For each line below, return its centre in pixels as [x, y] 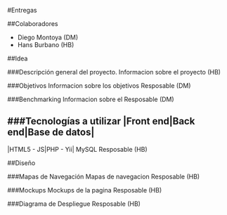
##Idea [18, 58]
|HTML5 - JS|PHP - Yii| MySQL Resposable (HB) [77, 149]
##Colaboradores [33, 24]
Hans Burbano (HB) [46, 45]
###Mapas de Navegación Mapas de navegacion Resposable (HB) [104, 176]
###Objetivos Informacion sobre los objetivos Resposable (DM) [99, 86]
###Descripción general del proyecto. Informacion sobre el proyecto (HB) [114, 72]
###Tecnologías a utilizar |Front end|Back [101, 121]
